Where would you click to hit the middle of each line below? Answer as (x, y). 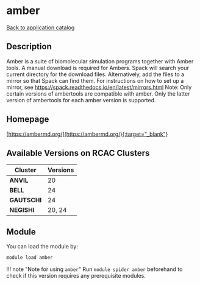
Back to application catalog (41, 27)
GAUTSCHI (26, 200)
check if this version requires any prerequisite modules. (76, 276)
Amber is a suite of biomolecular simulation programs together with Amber (100, 61)
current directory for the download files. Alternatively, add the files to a (95, 74)
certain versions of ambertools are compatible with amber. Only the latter (98, 93)
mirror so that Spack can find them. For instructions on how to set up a (95, 80)
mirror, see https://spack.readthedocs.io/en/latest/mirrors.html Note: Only (99, 87)
